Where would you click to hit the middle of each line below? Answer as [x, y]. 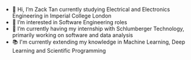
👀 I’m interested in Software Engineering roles [70, 22]
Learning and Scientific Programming [59, 51]
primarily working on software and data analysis [72, 35]
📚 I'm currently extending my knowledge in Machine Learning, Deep [99, 42]
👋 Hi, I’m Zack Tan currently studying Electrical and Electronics [91, 9]
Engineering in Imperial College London [62, 16]
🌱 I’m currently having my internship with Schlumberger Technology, [98, 28]
